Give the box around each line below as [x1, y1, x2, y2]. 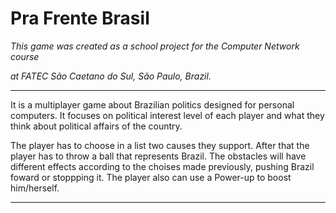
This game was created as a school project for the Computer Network [10, 40, 300, 52]
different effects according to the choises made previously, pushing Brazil [10, 160, 315, 172]
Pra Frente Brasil [10, 7, 150, 30]
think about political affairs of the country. [10, 120, 183, 132]
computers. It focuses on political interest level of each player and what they [10, 109, 325, 121]
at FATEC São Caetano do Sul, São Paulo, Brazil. [10, 70, 212, 82]
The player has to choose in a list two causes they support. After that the [10, 139, 310, 151]
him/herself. [10, 182, 60, 194]
